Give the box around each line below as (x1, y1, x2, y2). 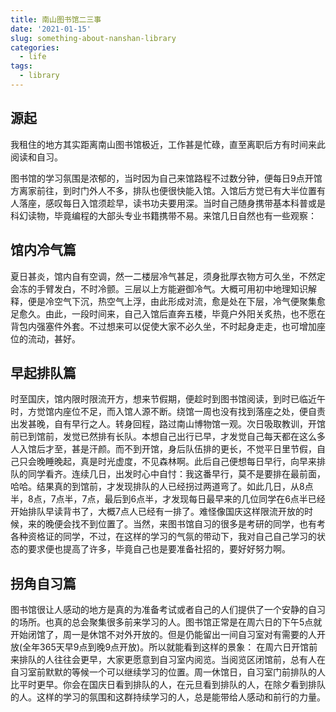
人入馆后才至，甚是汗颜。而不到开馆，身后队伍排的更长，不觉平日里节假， (10, 443, 317, 455)
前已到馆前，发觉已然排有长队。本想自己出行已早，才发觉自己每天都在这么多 (10, 431, 326, 443)
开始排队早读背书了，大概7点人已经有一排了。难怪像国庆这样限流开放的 (10, 506, 305, 518)
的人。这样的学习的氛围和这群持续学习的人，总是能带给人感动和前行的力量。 (10, 691, 326, 703)
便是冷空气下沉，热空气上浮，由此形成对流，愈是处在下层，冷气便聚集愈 (27, 295, 326, 307)
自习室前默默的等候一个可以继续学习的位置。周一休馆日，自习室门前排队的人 (10, 666, 326, 678)
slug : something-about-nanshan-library (10, 33, 177, 43)
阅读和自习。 (10, 151, 63, 163)
